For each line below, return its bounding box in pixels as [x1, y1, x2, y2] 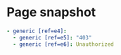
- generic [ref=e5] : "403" [13, 34, 92, 41]
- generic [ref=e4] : [6, 28, 68, 35]
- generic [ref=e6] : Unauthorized [13, 40, 114, 48]
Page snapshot [6, 4, 96, 20]
